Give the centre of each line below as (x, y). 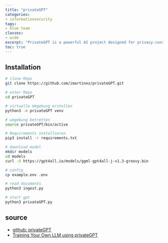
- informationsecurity (29, 19)
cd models (15, 156)
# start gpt (17, 197)
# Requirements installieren (35, 133)
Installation (23, 67)
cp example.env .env (27, 175)
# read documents (23, 184)
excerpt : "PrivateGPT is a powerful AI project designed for (70, 42)
